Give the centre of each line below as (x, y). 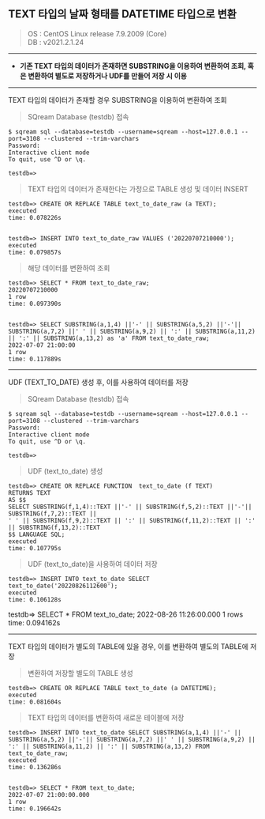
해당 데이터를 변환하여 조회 (69, 268)
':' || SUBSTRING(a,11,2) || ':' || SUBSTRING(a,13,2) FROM (109, 746)
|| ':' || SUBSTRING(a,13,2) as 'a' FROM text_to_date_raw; (109, 338)
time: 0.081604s (35, 702)
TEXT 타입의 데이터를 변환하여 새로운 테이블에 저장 (106, 717)
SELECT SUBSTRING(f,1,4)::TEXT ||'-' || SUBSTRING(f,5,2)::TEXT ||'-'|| (130, 507)
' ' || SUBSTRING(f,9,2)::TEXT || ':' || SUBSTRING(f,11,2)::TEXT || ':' (132, 520)
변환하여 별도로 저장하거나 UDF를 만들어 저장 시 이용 (107, 75)
